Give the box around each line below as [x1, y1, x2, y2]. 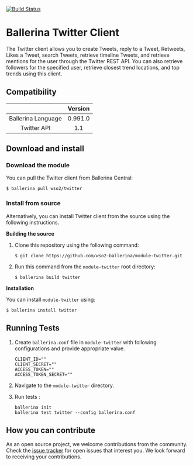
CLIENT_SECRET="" [14, 361, 57, 367]
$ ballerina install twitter [6, 307, 77, 313]
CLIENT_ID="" [14, 356, 47, 362]
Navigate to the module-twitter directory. [14, 382, 114, 389]
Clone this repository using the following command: [14, 241, 139, 248]
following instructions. [6, 219, 60, 226]
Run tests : [14, 393, 41, 400]
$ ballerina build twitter [14, 274, 81, 280]
